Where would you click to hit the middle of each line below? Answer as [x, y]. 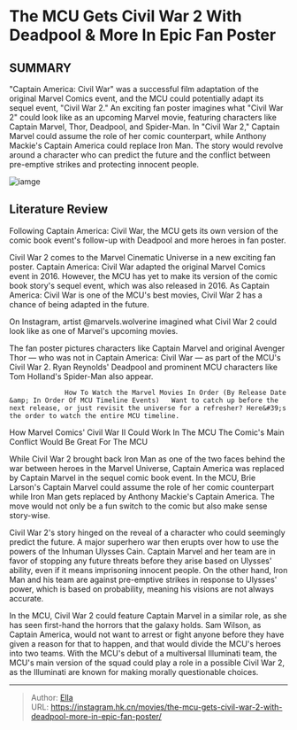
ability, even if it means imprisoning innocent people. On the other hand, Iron [148, 570]
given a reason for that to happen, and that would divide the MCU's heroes [145, 643]
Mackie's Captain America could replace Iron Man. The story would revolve [146, 145]
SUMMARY [41, 68]
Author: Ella [52, 697]
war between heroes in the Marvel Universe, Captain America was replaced [147, 468]
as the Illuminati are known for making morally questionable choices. [134, 672]
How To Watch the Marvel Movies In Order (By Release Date [176, 392]
